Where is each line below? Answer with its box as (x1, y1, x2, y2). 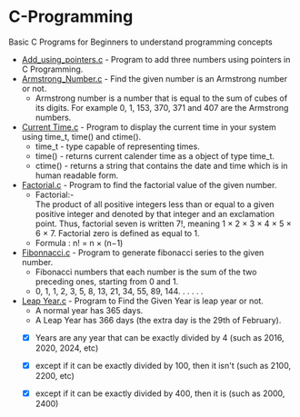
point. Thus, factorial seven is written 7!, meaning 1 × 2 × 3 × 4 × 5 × (35, 218, 292, 229)
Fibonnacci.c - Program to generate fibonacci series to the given (21, 247, 265, 258)
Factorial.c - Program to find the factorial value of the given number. (21, 179, 277, 190)
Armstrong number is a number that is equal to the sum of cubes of (35, 93, 288, 104)
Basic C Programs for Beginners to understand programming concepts (8, 36, 274, 47)
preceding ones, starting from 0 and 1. (35, 275, 179, 287)
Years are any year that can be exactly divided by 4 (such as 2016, (35, 332, 285, 343)
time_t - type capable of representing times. (35, 141, 201, 152)
